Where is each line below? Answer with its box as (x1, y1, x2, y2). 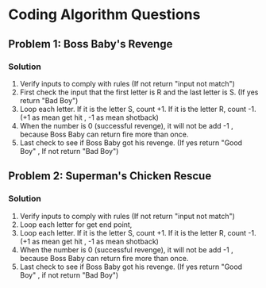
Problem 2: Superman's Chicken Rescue (8, 169, 212, 183)
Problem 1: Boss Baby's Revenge (8, 37, 173, 51)
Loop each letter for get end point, (19, 220, 133, 229)
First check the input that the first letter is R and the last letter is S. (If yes (19, 87, 259, 97)
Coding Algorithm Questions (8, 6, 201, 24)
